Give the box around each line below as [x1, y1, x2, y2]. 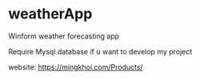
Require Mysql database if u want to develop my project [8, 46, 193, 56]
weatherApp [8, 5, 93, 23]
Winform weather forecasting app [8, 31, 120, 41]
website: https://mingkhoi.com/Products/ [8, 62, 143, 72]
